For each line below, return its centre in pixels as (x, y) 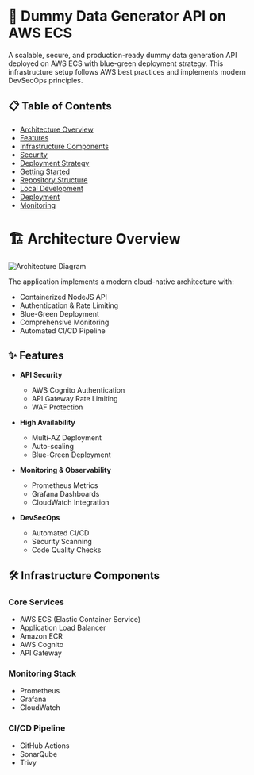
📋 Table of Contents (60, 106)
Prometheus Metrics (65, 485)
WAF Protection (57, 407)
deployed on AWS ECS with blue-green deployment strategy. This (116, 63)
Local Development (51, 188)
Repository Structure (54, 180)
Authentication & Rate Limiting (69, 305)
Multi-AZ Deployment (66, 437)
